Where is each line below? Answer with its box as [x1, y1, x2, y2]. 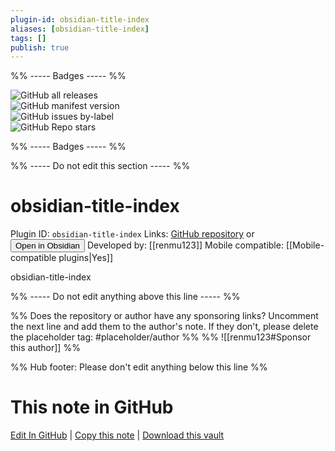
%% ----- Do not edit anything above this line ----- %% [10, 291, 241, 303]
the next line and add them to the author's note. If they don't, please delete [10, 321, 319, 333]
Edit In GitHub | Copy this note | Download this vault [10, 429, 225, 441]
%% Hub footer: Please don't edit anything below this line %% [10, 361, 268, 373]
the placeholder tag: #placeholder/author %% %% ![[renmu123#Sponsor [10, 331, 312, 343]
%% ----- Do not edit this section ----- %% [10, 160, 191, 172]
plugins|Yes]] [58, 252, 113, 264]
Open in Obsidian [15, 241, 80, 251]
